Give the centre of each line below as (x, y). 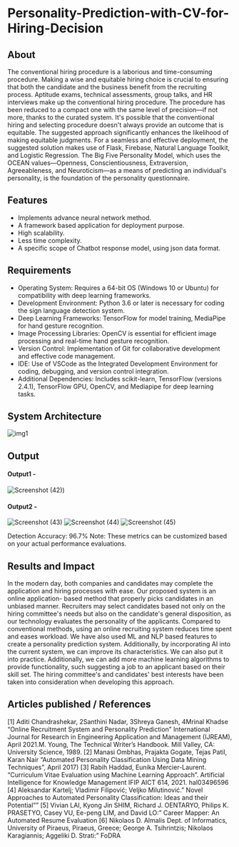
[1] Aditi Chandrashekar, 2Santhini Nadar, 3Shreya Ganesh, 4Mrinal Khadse (118, 721)
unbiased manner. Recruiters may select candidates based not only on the (117, 606)
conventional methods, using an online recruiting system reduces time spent (119, 629)
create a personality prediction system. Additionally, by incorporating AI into (119, 644)
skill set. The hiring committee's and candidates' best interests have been (116, 675)
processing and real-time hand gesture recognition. (93, 341)
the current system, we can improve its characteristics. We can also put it (115, 652)
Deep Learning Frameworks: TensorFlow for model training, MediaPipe (122, 318)
